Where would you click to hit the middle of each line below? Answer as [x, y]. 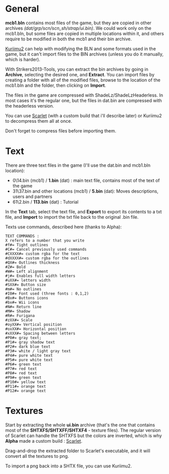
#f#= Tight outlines [27, 245]
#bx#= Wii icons [22, 302]
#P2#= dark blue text [28, 347]
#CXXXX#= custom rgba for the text [43, 254]
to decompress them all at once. [39, 121]
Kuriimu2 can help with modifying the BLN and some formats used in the [81, 49]
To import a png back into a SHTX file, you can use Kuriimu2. [69, 466]
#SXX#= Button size [26, 285]
